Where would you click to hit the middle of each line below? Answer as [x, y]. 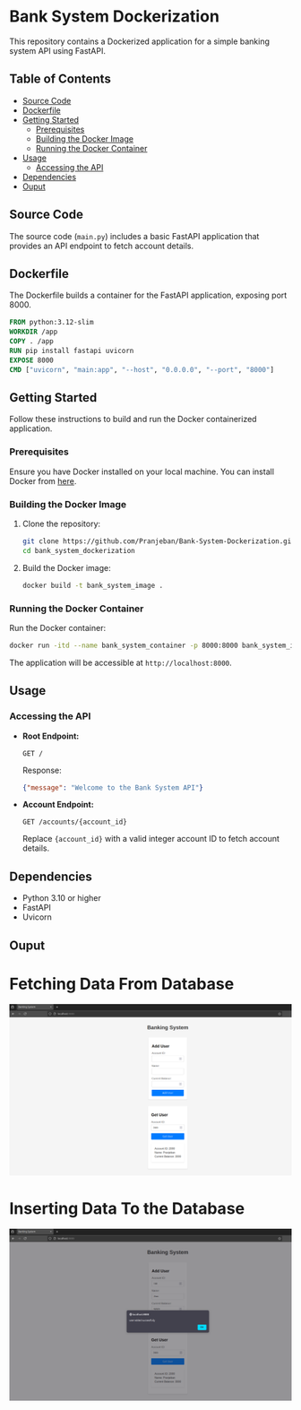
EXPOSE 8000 [31, 360]
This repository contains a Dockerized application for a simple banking [140, 41]
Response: [42, 770]
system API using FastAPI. [57, 50]
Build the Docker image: [67, 567]
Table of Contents [60, 79]
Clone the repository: [61, 524]
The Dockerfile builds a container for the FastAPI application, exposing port [148, 295]
